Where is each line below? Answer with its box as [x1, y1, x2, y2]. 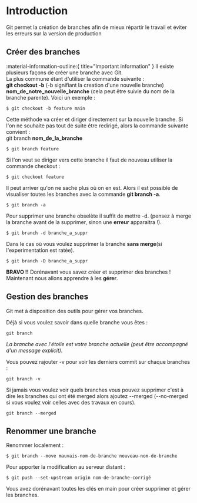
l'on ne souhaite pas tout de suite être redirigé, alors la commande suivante [6, 122, 189, 129]
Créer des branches [6, 47, 81, 57]
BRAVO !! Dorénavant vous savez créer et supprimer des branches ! [6, 268, 171, 275]
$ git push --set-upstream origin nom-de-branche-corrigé [6, 475, 151, 481]
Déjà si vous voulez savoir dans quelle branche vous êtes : [6, 318, 148, 326]
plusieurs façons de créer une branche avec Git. [6, 69, 123, 76]
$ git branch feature [6, 146, 59, 152]
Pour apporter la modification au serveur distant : [6, 463, 125, 471]
